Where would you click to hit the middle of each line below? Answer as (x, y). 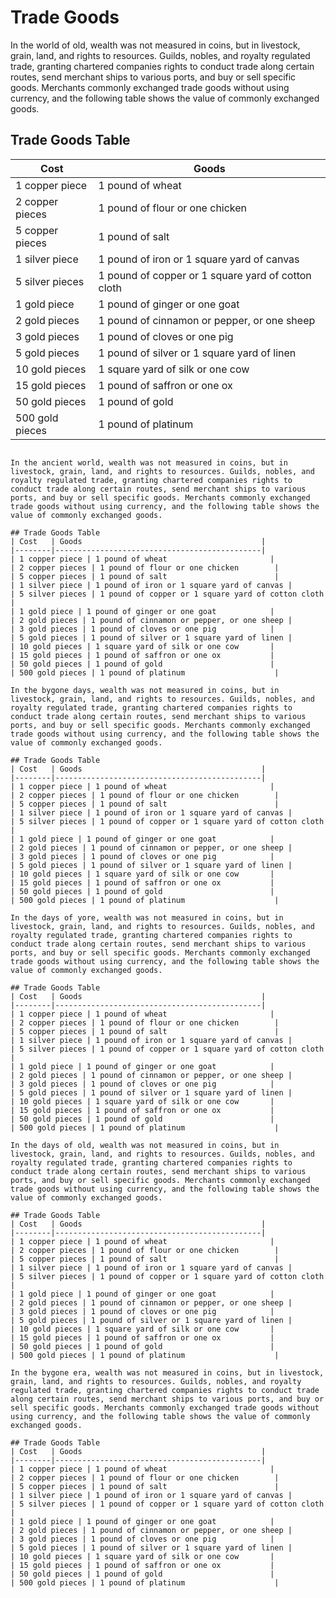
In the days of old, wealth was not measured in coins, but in (145, 1145)
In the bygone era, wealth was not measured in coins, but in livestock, (167, 1372)
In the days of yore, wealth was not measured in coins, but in (147, 917)
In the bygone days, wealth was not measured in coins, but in (145, 690)
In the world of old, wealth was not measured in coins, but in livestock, (155, 45)
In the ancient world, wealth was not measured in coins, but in (149, 462)
